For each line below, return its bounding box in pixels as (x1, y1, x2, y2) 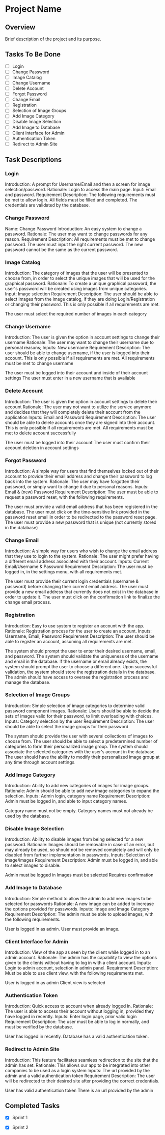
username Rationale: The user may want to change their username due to (5, 340, 154, 345)
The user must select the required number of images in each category (5, 311, 147, 317)
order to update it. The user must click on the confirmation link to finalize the (5, 594, 160, 600)
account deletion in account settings (5, 445, 79, 451)
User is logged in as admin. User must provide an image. (5, 926, 120, 932)
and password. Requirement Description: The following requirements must (5, 192, 156, 198)
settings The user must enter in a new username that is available (5, 375, 136, 381)
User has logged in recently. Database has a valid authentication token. (5, 1033, 149, 1040)
